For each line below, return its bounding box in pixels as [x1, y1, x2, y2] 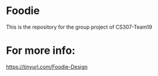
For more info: [6, 44, 76, 57]
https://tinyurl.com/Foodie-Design [6, 63, 88, 70]
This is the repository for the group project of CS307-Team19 [6, 23, 153, 30]
